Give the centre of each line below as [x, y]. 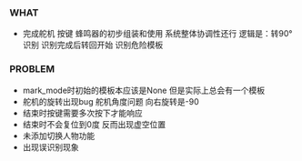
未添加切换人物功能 [59, 136]
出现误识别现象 [50, 146]
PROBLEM [32, 69]
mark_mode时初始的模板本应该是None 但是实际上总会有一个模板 [144, 90]
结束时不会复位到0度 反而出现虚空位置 [94, 124]
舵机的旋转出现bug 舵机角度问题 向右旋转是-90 [111, 101]
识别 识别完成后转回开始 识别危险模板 [93, 45]
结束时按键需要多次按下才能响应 [82, 113]
